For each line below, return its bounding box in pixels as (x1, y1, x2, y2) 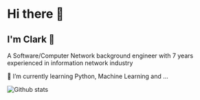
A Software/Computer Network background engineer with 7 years (7, 51, 194, 60)
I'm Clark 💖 (7, 34, 55, 45)
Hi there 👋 (7, 6, 64, 22)
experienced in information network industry (7, 59, 133, 67)
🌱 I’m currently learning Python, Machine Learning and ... (7, 72, 168, 80)
